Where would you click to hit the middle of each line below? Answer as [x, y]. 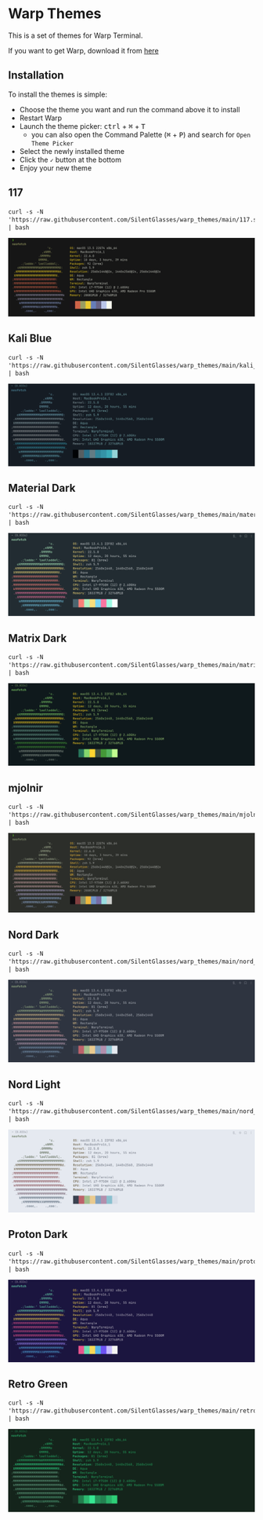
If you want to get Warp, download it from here [83, 50]
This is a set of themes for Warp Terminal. [76, 35]
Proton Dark [38, 1234]
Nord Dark [34, 934]
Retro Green [38, 1384]
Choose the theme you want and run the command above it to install [130, 109]
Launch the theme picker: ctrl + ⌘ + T [83, 126]
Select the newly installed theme [72, 151]
